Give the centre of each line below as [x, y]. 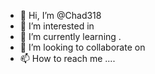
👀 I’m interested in [57, 26]
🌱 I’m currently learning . [70, 36]
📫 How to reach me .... [67, 58]
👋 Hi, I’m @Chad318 [60, 15]
